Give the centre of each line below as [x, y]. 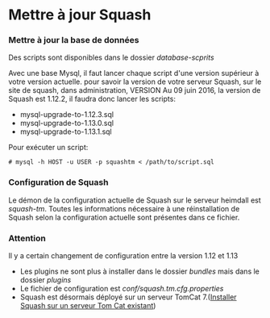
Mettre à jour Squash [80, 15]
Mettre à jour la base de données [74, 40]
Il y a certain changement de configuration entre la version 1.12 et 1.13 [123, 256]
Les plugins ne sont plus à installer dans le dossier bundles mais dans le [140, 271]
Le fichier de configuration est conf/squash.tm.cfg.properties [122, 289]
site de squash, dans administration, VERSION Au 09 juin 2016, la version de [135, 90]
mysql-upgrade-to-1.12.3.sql [67, 115]
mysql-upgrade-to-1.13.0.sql [67, 123]
